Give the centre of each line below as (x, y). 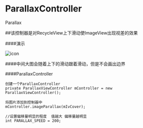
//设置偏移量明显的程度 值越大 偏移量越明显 (46, 116)
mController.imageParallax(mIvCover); (45, 106)
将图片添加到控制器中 (24, 102)
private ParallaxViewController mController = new (59, 88)
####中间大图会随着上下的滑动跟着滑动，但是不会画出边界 (65, 63)
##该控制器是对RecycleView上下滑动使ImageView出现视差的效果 (71, 32)
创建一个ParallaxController (33, 84)
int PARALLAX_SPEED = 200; (33, 120)
